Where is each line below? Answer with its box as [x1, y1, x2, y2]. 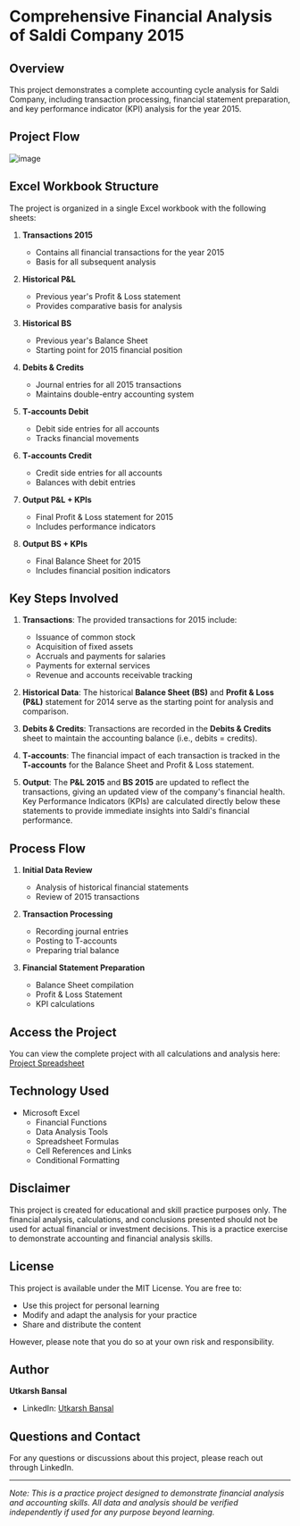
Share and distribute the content [21, 1319, 141, 1329]
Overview [9, 61, 65, 76]
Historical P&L [21, 273, 76, 284]
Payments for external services [35, 660, 151, 671]
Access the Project [9, 1025, 117, 1040]
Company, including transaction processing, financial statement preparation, [9, 94, 291, 105]
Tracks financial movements [35, 432, 140, 443]
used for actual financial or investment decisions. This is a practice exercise [9, 1223, 288, 1234]
